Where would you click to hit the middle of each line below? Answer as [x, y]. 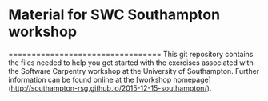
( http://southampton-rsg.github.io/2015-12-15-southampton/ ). [110, 88]
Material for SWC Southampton [114, 15]
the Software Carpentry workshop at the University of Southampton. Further [134, 71]
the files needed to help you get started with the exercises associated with [131, 63]
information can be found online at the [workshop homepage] [110, 79]
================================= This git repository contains [131, 54]
